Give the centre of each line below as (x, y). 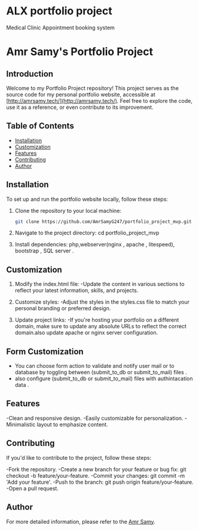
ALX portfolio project (59, 11)
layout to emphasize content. (73, 424)
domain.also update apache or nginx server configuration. (86, 332)
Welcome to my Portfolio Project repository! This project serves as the (93, 88)
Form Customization (45, 351)
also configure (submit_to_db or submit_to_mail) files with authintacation (104, 379)
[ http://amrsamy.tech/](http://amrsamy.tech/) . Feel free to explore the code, (99, 100)
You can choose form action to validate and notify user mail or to (94, 366)
